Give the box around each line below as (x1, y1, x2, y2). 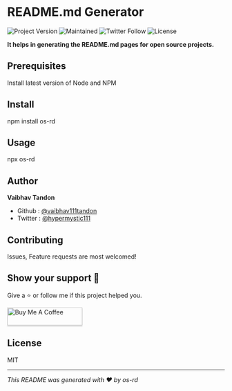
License (7, 337, 42, 349)
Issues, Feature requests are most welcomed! (7, 252, 137, 261)
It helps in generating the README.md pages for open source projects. (7, 40, 215, 48)
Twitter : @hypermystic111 (17, 214, 91, 223)
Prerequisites (7, 60, 66, 72)
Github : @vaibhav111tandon (17, 207, 97, 215)
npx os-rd (7, 155, 35, 163)
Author (7, 175, 38, 187)
